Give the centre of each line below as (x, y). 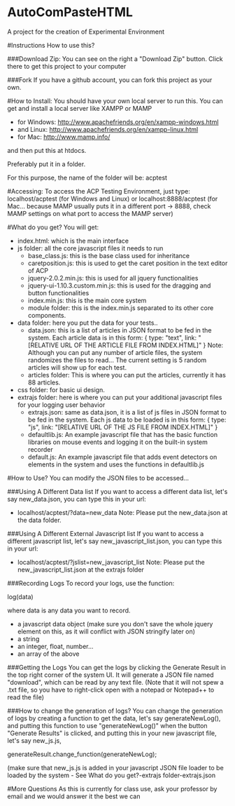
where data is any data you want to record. (69, 610)
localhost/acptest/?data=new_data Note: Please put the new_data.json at (122, 512)
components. (47, 315)
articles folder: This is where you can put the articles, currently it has (127, 375)
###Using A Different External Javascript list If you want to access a (106, 533)
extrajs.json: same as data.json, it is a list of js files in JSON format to (127, 412)
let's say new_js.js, (34, 740)
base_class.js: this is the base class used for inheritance (109, 255)
